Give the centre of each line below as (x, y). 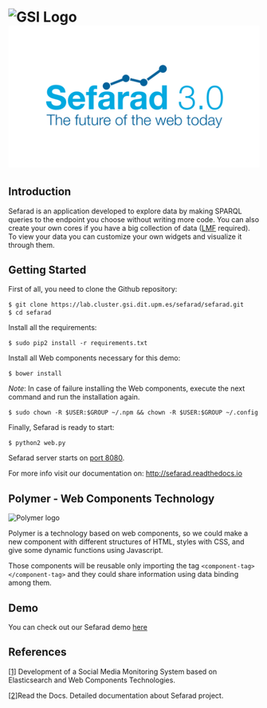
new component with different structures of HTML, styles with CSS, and (126, 542)
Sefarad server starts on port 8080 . (67, 458)
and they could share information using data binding (153, 575)
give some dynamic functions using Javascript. (86, 551)
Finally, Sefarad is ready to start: (61, 428)
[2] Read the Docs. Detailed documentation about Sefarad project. (116, 695)
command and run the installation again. (74, 397)
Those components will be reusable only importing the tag (104, 566)
